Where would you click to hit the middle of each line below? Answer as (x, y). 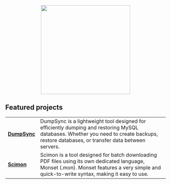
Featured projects (34, 108)
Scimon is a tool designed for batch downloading (98, 155)
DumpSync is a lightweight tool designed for (93, 121)
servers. (50, 146)
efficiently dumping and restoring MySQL (89, 128)
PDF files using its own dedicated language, (92, 161)
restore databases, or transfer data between (93, 140)
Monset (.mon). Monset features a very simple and (101, 167)
